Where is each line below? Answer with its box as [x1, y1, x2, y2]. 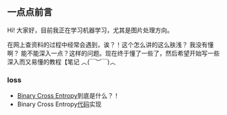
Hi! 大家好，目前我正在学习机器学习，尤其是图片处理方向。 [7, 26, 173, 34]
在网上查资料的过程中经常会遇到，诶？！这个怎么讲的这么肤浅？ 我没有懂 [7, 40, 214, 49]
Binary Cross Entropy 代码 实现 [17, 100, 102, 108]
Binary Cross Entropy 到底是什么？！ [17, 92, 120, 100]
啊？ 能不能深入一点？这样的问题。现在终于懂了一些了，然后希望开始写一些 [7, 49, 220, 57]
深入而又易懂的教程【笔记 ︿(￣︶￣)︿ [7, 57, 116, 66]
